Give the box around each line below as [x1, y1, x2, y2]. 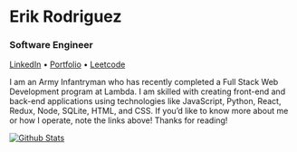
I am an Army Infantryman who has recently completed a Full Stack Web [9, 77, 279, 88]
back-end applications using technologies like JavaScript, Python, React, [9, 96, 282, 107]
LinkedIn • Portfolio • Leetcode [9, 59, 126, 70]
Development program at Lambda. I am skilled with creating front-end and [9, 86, 286, 97]
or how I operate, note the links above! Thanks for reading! [9, 115, 228, 126]
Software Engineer [9, 39, 93, 52]
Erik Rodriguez [9, 6, 122, 27]
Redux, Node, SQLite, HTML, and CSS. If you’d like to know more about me [9, 106, 289, 117]
